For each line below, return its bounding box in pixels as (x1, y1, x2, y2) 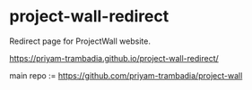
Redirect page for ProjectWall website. (9, 36, 151, 46)
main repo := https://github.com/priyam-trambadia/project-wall (9, 70, 243, 81)
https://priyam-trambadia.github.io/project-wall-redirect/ (9, 53, 220, 63)
